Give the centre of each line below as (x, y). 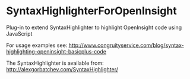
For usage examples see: (37, 45)
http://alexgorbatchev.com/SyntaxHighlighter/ (62, 69)
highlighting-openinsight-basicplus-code (56, 51)
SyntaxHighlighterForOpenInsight (91, 11)
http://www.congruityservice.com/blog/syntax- (126, 45)
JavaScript (19, 33)
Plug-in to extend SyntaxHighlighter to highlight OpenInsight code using (94, 27)
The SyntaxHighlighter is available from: (55, 63)
